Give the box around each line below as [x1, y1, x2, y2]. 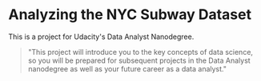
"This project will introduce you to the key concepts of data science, [27, 47, 254, 56]
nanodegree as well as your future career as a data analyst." [27, 64, 227, 73]
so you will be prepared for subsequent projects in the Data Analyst [27, 56, 251, 65]
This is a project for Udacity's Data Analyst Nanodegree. [8, 32, 195, 41]
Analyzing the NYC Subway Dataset [8, 6, 252, 24]
